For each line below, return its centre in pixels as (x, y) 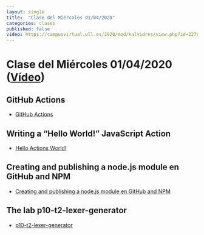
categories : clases (31, 23)
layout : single (25, 12)
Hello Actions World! (41, 148)
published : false (28, 29)
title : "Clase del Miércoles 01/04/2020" (61, 18)
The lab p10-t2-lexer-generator (67, 210)
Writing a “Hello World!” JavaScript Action (89, 133)
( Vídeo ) (26, 77)
